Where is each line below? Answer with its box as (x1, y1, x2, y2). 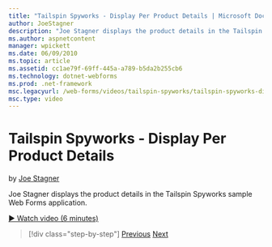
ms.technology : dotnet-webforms (8, 72, 117, 80)
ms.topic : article (8, 57, 70, 66)
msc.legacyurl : (8, 87, 60, 96)
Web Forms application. (8, 198, 87, 207)
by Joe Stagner (8, 173, 60, 183)
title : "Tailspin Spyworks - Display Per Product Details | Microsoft (8, 11, 252, 20)
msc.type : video (8, 95, 63, 103)
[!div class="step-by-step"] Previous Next (28, 229, 168, 239)
